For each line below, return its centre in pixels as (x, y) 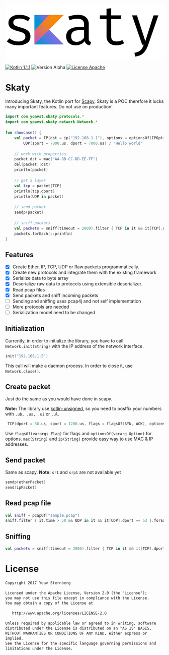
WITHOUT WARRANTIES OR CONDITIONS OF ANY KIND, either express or (76, 633)
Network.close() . (23, 371)
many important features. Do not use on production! (59, 107)
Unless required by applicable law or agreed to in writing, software (81, 623)
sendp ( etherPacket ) (26, 482)
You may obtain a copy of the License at (49, 603)
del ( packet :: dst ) (32, 165)
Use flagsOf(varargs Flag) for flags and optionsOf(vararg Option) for (78, 434)
